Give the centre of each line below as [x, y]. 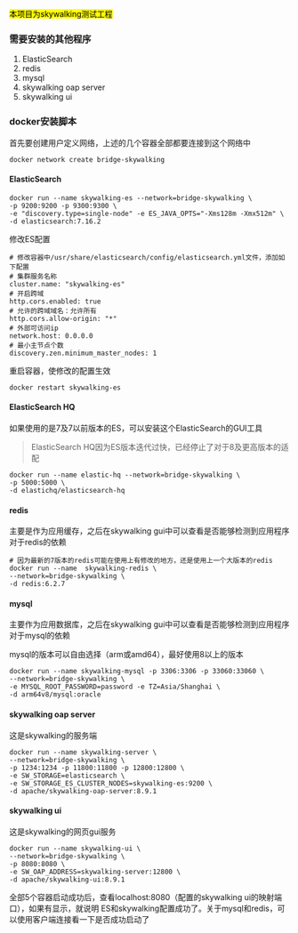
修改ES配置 [30, 238]
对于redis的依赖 [38, 543]
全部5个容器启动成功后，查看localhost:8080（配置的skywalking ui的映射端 [146, 897]
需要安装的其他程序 [50, 39]
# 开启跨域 [27, 294]
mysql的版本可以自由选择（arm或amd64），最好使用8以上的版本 [126, 655]
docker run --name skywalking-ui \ [75, 849]
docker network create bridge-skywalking [87, 159]
